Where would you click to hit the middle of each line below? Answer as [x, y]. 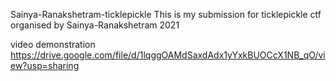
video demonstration [53, 44]
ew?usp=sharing [45, 65]
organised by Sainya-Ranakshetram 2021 [95, 25]
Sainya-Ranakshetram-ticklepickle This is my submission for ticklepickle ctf [166, 14]
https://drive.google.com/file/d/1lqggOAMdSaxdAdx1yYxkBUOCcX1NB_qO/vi [168, 55]
